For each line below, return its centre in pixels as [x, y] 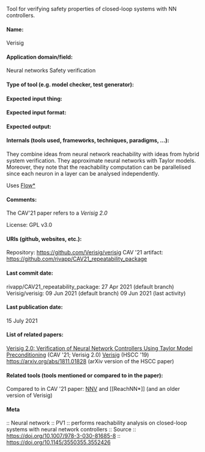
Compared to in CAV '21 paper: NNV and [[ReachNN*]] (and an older [93, 389]
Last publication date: [35, 307]
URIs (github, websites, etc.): [44, 239]
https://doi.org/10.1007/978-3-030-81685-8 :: [64, 436]
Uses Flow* [21, 185]
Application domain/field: [40, 57]
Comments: [22, 199]
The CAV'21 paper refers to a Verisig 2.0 [57, 213]
